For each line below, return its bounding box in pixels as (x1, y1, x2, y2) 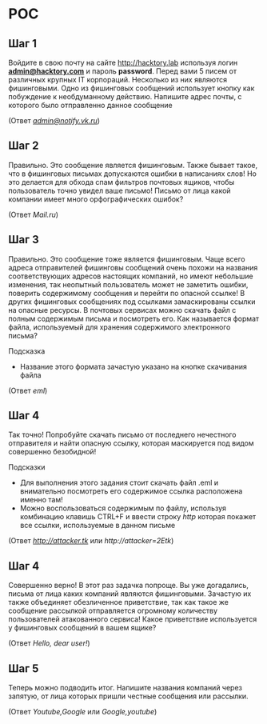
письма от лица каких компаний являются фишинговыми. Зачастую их (8, 589, 252, 598)
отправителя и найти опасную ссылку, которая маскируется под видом (8, 438, 254, 448)
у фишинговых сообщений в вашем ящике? (8, 623, 157, 633)
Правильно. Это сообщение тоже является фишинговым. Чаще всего (8, 254, 245, 264)
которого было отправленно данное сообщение (8, 101, 173, 110)
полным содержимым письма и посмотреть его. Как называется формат (8, 314, 260, 323)
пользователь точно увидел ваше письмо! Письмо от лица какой (8, 186, 231, 195)
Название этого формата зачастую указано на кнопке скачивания (19, 362, 248, 371)
